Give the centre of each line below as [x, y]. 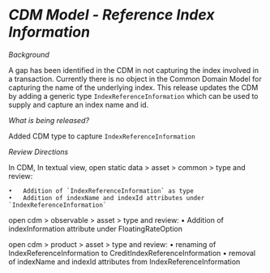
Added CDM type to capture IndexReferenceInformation [102, 136]
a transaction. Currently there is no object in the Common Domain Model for [135, 79]
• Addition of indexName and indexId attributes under [107, 198]
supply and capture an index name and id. [79, 105]
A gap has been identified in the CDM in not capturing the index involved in [134, 70]
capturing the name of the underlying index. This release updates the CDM [133, 87]
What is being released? [49, 120]
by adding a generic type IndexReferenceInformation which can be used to [133, 96]
